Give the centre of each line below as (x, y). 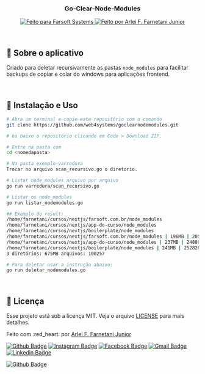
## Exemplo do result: (35, 214)
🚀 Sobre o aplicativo (45, 53)
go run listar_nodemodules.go (45, 203)
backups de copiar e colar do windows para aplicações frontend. (88, 74)
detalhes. (18, 323)
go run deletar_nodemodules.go (46, 270)
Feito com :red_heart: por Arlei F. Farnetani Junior (69, 334)
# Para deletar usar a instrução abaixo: (60, 265)
